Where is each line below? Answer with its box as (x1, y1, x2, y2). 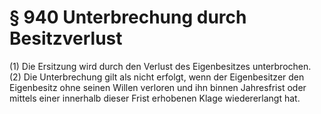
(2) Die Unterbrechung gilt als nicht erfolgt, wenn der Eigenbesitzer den (9, 71, 305, 83)
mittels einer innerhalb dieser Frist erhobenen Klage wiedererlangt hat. (9, 92, 301, 104)
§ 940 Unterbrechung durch (9, 6, 247, 29)
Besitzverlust (9, 27, 123, 50)
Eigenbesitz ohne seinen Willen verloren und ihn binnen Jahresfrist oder (9, 81, 307, 93)
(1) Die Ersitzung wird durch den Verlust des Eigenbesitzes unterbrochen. (9, 60, 312, 72)
